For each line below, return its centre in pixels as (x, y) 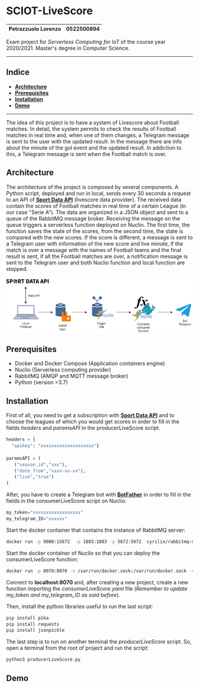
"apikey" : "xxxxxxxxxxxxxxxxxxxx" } (55, 446)
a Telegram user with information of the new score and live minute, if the (95, 244)
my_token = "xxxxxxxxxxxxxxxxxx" (45, 513)
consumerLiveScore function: (42, 559)
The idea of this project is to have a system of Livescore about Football (93, 122)
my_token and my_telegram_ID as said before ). (63, 595)
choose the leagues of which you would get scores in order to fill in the (93, 421)
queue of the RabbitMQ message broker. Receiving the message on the (93, 218)
